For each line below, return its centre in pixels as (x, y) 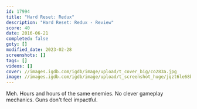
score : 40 (18, 28)
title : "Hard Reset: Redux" (40, 17)
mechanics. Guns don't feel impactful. (52, 100)
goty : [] (17, 45)
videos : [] (19, 66)
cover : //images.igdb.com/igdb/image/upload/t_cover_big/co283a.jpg (91, 71)
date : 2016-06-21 (27, 33)
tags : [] (17, 60)
